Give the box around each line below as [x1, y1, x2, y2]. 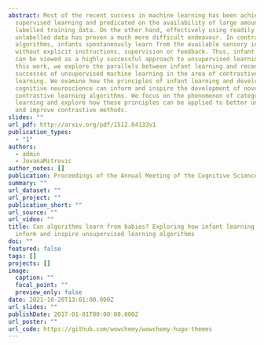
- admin [15, 150, 41, 158]
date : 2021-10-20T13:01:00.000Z [8, 296, 114, 303]
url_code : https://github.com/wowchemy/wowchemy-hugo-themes [8, 325, 213, 333]
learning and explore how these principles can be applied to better [15, 99, 247, 107]
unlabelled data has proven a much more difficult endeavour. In [15, 33, 234, 42]
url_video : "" [8, 216, 55, 223]
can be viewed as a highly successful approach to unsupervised [15, 56, 230, 64]
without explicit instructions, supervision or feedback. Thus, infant [15, 48, 255, 56]
